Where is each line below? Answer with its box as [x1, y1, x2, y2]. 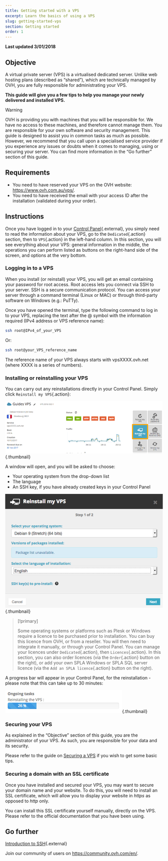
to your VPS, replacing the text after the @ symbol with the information [5, 312, 151, 318]
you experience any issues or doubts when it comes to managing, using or [5, 143, 159, 149]
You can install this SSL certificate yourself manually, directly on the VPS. [5, 807, 156, 813]
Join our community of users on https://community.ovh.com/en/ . [5, 850, 138, 856]
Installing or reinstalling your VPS [5, 374, 88, 381]
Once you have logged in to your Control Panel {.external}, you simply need [5, 226, 159, 232]
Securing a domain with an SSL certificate [5, 770, 109, 777]
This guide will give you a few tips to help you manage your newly [5, 92, 144, 98]
